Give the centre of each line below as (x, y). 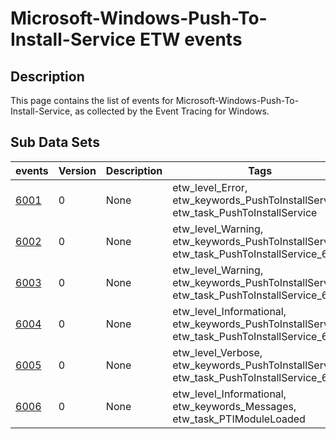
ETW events (191, 39)
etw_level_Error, (210, 187)
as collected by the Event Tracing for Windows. (172, 111)
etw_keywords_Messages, (234, 406)
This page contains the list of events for (92, 100)
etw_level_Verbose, (217, 352)
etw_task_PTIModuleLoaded (239, 419)
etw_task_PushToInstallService (245, 212)
